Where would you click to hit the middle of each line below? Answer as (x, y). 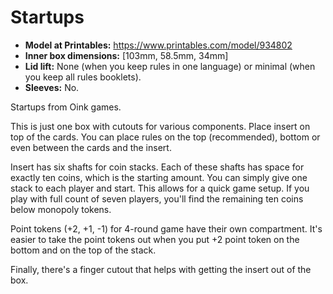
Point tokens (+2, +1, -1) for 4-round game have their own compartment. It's (166, 228)
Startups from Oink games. (66, 107)
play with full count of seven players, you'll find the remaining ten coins (157, 198)
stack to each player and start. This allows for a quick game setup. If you (160, 188)
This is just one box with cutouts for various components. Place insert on (160, 126)
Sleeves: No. (52, 87)
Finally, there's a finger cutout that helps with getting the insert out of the (161, 269)
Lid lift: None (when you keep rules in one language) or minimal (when (170, 66)
